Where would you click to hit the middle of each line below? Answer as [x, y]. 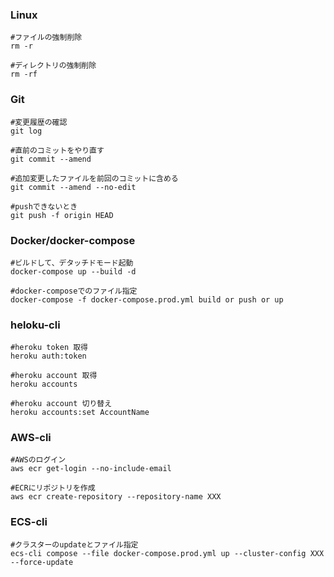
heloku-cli [35, 325]
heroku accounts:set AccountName [80, 413]
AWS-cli [31, 438]
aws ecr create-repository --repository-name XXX [116, 497]
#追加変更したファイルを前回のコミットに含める [94, 178]
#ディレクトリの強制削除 [53, 66]
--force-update [42, 562]
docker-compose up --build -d [73, 271]
